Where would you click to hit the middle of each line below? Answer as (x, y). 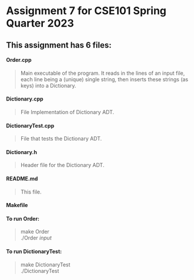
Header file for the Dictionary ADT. (62, 165)
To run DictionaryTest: (34, 251)
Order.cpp (19, 60)
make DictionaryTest (45, 264)
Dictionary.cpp (25, 99)
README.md (22, 178)
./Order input (36, 238)
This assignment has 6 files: (59, 45)
